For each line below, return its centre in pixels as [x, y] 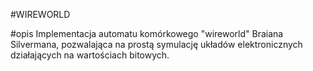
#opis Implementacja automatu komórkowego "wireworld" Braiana [147, 33]
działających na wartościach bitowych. [90, 55]
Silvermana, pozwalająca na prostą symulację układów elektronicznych [156, 44]
